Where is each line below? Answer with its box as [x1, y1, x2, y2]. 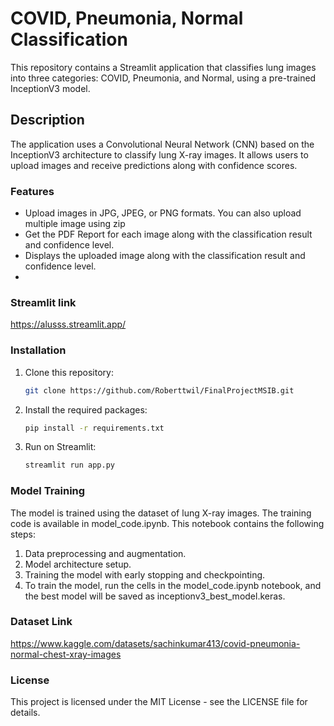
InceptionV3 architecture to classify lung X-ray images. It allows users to [10, 148, 309, 161]
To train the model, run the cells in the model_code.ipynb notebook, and [24, 579, 322, 591]
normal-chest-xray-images [10, 648, 122, 660]
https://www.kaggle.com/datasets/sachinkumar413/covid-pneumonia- [10, 637, 301, 649]
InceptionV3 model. [10, 82, 91, 94]
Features [10, 184, 55, 198]
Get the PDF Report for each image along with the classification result [24, 228, 313, 241]
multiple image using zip [24, 218, 126, 230]
